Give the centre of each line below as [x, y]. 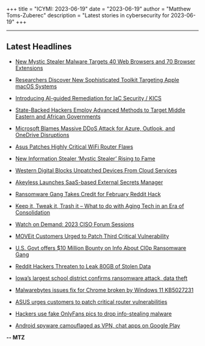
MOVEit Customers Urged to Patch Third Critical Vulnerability [92, 236]
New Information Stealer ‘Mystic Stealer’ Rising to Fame [85, 158]
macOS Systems [36, 86]
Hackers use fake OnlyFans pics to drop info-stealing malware [93, 314]
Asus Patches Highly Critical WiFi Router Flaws [74, 147]
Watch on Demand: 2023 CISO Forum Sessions [74, 224]
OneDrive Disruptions [42, 134]
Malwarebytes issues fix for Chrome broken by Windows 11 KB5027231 [104, 290]
